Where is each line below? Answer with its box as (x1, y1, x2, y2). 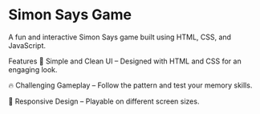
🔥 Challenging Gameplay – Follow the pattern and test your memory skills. (8, 80, 253, 90)
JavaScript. (8, 40, 47, 50)
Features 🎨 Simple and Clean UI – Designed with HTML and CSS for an (8, 56, 242, 66)
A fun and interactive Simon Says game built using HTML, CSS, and (8, 32, 231, 42)
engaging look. (8, 64, 58, 74)
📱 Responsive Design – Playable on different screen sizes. (8, 96, 200, 106)
